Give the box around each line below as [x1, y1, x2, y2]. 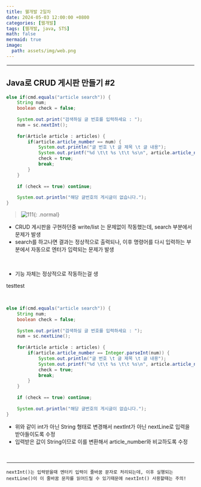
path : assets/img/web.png [11, 48, 77, 54]
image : [6, 43, 23, 49]
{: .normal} [33, 211, 60, 218]
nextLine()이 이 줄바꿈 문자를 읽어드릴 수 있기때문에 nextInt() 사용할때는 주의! [6, 475, 187, 482]
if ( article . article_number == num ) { [28, 139, 121, 145]
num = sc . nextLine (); [17, 333, 71, 339]
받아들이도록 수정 [14, 430, 56, 438]
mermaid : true [6, 37, 42, 43]
